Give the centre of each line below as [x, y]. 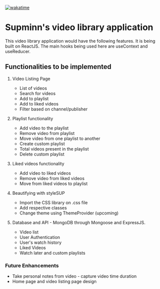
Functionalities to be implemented [58, 67]
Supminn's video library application [79, 27]
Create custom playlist [42, 144]
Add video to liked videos [45, 173]
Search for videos [38, 93]
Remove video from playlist [47, 133]
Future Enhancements [32, 265]
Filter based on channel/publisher [53, 109]
